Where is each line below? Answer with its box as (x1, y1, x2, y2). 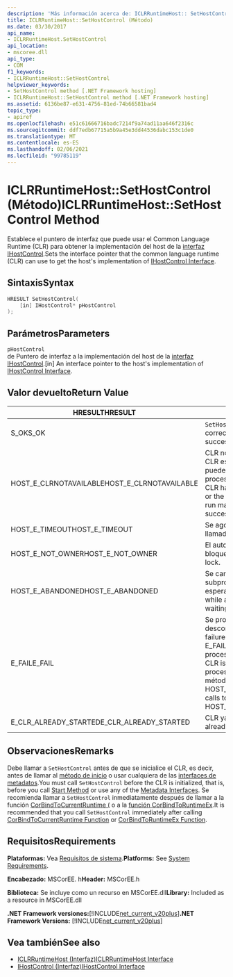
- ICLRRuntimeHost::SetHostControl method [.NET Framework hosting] (7, 95, 209, 101)
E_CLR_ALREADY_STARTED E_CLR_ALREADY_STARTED (10, 717, 191, 727)
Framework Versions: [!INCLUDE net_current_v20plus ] (7, 917, 163, 925)
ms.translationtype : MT (7, 133, 76, 140)
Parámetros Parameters (7, 327, 110, 339)
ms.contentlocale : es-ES (7, 140, 79, 147)
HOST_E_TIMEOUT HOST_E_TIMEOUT (10, 524, 133, 534)
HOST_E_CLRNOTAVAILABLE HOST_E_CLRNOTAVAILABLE (10, 478, 199, 488)
